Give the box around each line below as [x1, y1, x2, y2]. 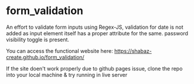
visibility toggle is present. [6, 36, 69, 43]
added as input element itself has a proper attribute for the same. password [6, 29, 189, 36]
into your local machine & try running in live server [6, 71, 128, 78]
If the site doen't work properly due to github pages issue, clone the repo [6, 65, 183, 72]
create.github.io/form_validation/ [6, 53, 85, 61]
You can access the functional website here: [6, 47, 113, 54]
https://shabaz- [114, 47, 152, 54]
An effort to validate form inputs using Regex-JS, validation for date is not [6, 23, 183, 31]
